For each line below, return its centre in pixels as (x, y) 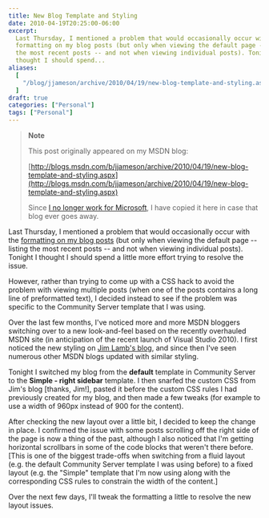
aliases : (23, 68)
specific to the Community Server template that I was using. (107, 307)
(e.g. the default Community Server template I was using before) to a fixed (131, 464)
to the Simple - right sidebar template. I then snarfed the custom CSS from (132, 380)
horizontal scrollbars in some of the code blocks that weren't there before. (131, 447)
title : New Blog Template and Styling (73, 16)
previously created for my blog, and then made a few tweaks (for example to (134, 397)
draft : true (28, 98)
